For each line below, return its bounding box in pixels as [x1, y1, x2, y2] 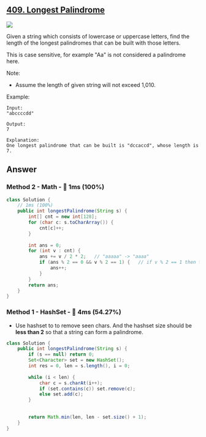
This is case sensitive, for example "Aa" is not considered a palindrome [6, 51, 186, 58]
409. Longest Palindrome [6, 5, 105, 15]
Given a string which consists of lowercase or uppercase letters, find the [6, 32, 190, 40]
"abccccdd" [6, 110, 34, 116]
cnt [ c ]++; [39, 225, 64, 231]
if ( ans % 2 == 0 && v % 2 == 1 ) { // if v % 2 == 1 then [39, 260, 196, 266]
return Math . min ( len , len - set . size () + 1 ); [28, 414, 147, 420]
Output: [6, 121, 26, 127]
